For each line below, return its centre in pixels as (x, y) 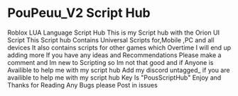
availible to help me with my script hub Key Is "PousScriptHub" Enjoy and (114, 77)
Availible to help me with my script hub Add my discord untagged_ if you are (119, 70)
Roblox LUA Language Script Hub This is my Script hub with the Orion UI (114, 32)
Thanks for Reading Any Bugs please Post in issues (82, 85)
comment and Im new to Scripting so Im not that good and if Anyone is (110, 62)
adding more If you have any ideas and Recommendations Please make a (114, 55)
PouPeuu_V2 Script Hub (79, 13)
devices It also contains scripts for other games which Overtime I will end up (119, 47)
